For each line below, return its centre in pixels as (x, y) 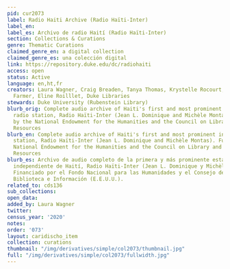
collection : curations (39, 243)
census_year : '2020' (37, 217)
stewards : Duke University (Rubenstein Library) (78, 103)
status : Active (29, 77)
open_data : (23, 198)
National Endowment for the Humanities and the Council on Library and (118, 147)
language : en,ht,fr (35, 84)
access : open (26, 71)
